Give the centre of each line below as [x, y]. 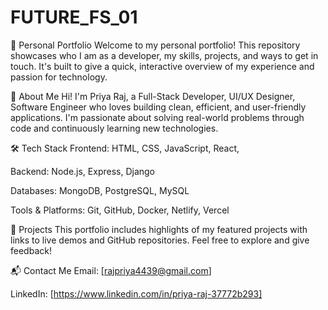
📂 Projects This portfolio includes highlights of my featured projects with [159, 229]
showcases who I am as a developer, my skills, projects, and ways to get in [164, 55]
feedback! [31, 250]
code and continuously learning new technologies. [114, 128]
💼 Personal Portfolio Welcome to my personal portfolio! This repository [155, 45]
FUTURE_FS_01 [74, 17]
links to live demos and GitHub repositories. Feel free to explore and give [160, 240]
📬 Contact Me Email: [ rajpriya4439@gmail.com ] [111, 270]
